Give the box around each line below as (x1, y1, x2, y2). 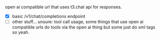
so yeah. (12, 29, 30, 35)
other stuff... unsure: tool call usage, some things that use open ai (12, 19, 143, 25)
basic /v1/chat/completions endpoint (12, 13, 86, 19)
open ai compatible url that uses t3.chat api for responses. (5, 4, 122, 10)
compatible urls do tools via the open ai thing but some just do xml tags (12, 24, 156, 30)
